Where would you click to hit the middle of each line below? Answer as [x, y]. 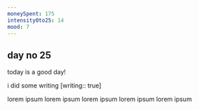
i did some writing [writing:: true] [54, 85]
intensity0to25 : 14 [36, 20]
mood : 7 [19, 27]
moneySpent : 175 [31, 14]
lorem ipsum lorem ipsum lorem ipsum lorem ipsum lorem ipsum [100, 99]
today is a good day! [37, 72]
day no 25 [29, 55]
